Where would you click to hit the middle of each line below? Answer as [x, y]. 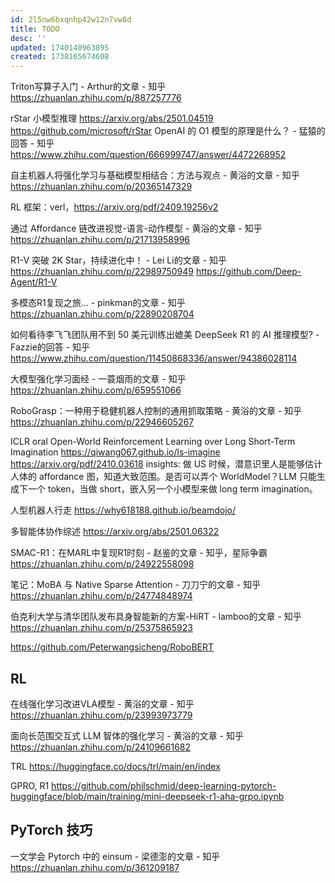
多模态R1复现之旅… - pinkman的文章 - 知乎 [98, 303]
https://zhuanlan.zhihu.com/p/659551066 [96, 390]
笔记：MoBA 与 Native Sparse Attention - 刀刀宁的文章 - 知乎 [136, 585]
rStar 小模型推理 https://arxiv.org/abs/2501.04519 [112, 118]
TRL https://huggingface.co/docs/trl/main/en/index [115, 766]
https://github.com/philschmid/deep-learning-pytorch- [164, 785]
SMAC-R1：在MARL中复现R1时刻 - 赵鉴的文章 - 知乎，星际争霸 [139, 553]
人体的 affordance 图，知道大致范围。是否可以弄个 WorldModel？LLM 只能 [163, 477]
